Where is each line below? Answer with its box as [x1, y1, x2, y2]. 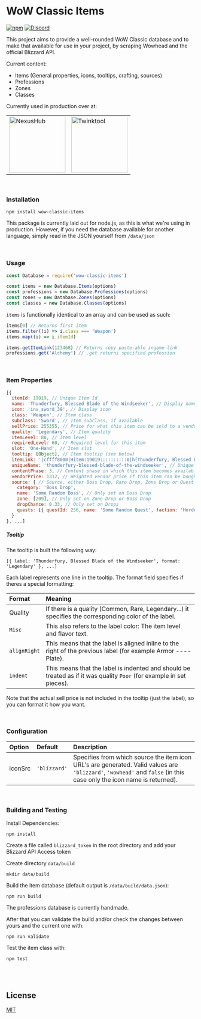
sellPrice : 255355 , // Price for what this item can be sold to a [11, 423, 181, 429]
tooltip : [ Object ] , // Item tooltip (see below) [11, 451, 135, 457]
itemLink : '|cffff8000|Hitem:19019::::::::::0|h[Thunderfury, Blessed [11, 457, 191, 463]
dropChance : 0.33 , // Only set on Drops [17, 502, 119, 508]
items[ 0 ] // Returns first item [6, 323, 87, 329]
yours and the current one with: [6, 922, 84, 929]
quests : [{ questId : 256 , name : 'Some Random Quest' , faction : [17, 506, 178, 513]
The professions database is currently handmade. [6, 904, 129, 911]
